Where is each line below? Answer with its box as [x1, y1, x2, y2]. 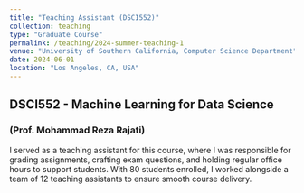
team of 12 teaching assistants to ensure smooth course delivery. [9, 173, 252, 184]
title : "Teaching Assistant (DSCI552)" [9, 13, 160, 23]
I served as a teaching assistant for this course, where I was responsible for [9, 144, 291, 155]
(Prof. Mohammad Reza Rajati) [9, 124, 146, 136]
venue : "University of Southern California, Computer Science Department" [9, 47, 298, 56]
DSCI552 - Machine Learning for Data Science [9, 96, 274, 113]
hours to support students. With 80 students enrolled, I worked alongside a [9, 163, 290, 174]
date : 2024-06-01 [9, 55, 75, 64]
